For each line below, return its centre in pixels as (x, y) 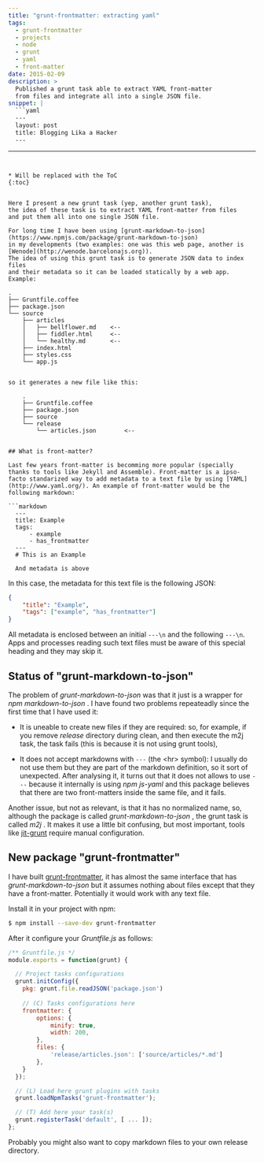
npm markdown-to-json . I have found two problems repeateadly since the (129, 703)
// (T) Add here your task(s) (64, 1113)
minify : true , (73, 1025)
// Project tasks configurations (70, 974)
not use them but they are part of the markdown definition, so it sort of (134, 767)
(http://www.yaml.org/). (49, 485)
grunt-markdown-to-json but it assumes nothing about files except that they (132, 885)
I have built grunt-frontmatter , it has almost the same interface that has (123, 876)
